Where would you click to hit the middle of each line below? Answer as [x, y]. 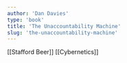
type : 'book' [26, 20]
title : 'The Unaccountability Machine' [64, 26]
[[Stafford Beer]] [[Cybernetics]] [53, 52]
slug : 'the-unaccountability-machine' [62, 33]
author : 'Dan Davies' [38, 13]
